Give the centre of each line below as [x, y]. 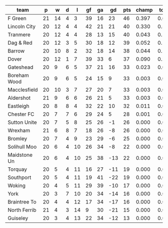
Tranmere [19, 35]
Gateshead [20, 67]
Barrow [16, 51]
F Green [17, 18]
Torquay [17, 169]
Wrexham [19, 131]
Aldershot [19, 98]
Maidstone [20, 155]
